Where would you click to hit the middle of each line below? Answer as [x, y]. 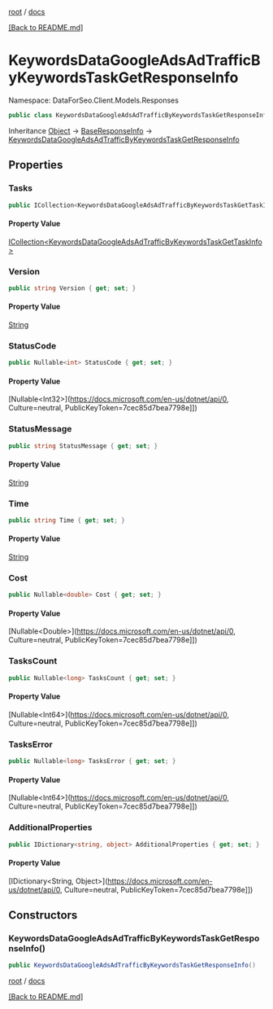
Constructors [43, 915]
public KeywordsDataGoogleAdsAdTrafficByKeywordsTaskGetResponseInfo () [132, 965]
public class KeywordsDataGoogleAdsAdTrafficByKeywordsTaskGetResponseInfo [139, 115]
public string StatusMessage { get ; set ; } [83, 446]
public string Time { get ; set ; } [67, 520]
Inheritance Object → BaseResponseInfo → [80, 130]
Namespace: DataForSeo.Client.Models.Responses [93, 100]
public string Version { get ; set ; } [72, 288]
